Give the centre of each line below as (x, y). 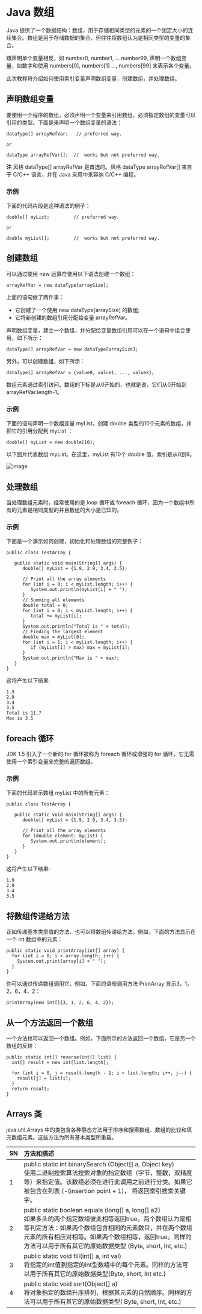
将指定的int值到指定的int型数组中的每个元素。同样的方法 (103, 1265)
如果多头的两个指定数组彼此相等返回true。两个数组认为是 (105, 1219)
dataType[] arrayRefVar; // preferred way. (64, 134)
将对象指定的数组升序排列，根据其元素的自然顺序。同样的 (105, 1292)
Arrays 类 (24, 1114)
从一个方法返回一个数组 (50, 1023)
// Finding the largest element (63, 632)
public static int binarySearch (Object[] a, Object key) (99, 1164)
